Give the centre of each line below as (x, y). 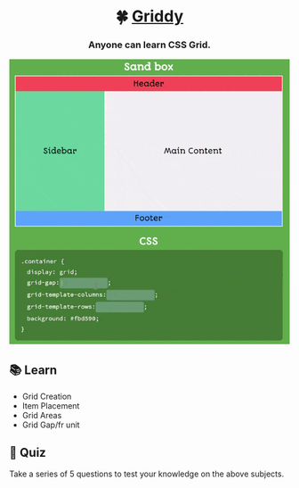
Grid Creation (47, 396)
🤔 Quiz (28, 453)
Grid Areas (42, 415)
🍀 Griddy (149, 17)
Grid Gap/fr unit (51, 425)
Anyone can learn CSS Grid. (149, 45)
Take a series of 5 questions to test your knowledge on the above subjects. (147, 474)
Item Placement (51, 405)
